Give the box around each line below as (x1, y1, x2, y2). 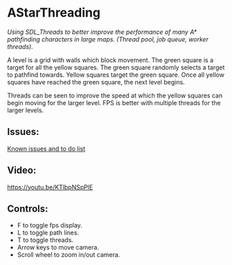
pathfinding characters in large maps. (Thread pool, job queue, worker (7, 35, 209, 43)
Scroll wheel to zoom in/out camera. (17, 250, 121, 259)
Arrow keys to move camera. (17, 244, 99, 252)
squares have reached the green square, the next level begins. (7, 77, 185, 86)
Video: (7, 165, 37, 176)
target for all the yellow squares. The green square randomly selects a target (7, 63, 225, 71)
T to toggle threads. (17, 236, 74, 244)
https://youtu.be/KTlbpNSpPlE (7, 183, 93, 191)
